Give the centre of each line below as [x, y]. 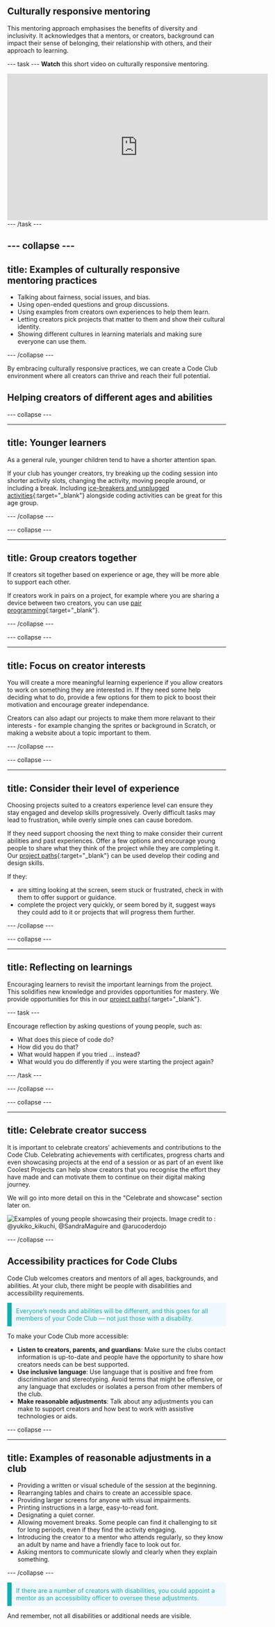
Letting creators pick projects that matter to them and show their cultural [121, 319]
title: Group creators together [72, 558]
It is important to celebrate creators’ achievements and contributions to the [114, 1147]
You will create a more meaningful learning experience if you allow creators [115, 683]
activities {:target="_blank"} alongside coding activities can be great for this [115, 495]
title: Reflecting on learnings [70, 968]
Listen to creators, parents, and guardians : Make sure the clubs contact [121, 1349]
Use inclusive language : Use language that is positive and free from [115, 1372]
